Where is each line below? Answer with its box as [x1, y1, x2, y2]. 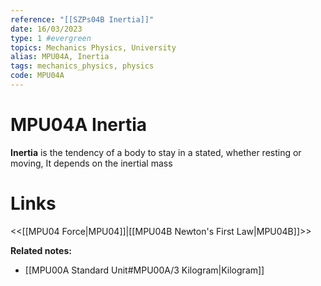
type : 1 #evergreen [10, 33, 92, 43]
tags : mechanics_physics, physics [10, 61, 155, 71]
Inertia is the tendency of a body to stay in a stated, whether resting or [10, 146, 302, 158]
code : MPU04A [10, 71, 65, 81]
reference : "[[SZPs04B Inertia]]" [10, 14, 155, 25]
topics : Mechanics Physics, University [10, 42, 177, 53]
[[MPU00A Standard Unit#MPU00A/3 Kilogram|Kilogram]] [24, 264, 265, 276]
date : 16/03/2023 [10, 24, 83, 34]
